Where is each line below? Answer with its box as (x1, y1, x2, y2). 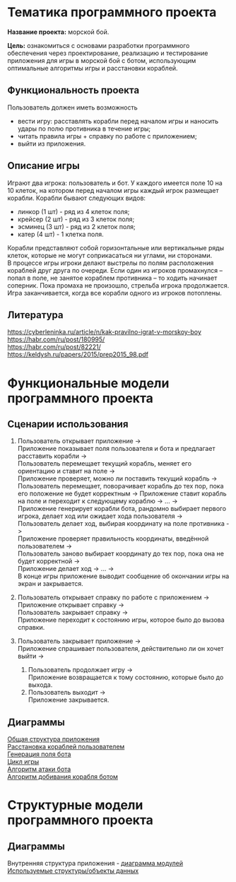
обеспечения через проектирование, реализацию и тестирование (7, 49, 208, 57)
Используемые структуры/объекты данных (7, 866, 139, 875)
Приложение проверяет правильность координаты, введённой (17, 534, 209, 543)
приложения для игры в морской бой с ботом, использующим (7, 56, 196, 64)
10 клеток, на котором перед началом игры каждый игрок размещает (7, 186, 219, 194)
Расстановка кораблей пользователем (7, 743, 125, 751)
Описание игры (7, 160, 80, 172)
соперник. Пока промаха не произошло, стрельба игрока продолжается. (7, 281, 230, 290)
